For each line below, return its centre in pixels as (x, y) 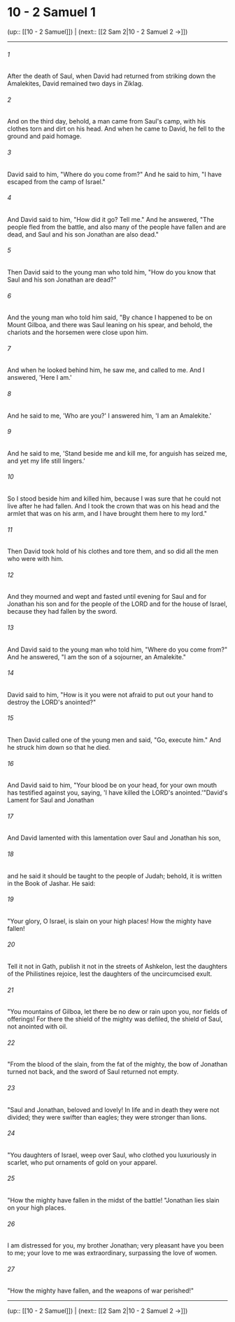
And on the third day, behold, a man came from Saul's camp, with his (107, 121)
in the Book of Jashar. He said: (51, 883)
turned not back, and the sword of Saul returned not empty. (93, 1072)
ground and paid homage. (44, 136)
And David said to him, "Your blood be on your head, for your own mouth (112, 785)
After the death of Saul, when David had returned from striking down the (112, 76)
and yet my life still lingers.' (47, 461)
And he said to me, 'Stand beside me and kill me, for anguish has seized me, (117, 453)
